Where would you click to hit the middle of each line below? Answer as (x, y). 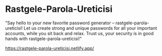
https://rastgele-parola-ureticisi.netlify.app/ (50, 48)
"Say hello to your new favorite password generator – (60, 23)
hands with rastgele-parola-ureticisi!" (44, 39)
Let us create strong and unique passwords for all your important (90, 28)
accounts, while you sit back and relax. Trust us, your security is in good (79, 33)
